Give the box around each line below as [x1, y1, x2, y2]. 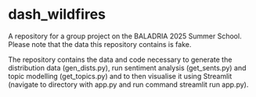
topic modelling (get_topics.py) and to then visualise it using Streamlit [8, 71, 233, 81]
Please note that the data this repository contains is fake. [8, 39, 192, 48]
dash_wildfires [8, 5, 106, 23]
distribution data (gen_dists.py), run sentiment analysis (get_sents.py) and [8, 63, 247, 72]
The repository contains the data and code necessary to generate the [8, 55, 233, 64]
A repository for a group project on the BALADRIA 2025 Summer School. [8, 31, 242, 41]
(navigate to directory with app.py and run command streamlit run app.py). [8, 80, 249, 89]
